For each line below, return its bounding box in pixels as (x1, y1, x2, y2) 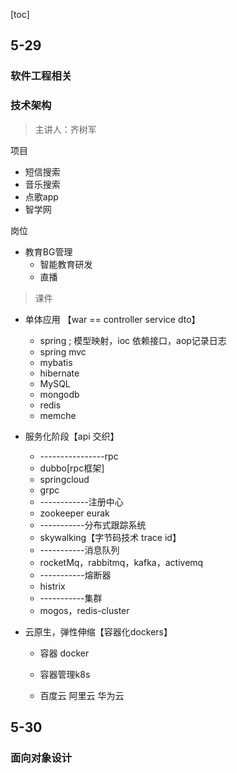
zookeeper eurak (39, 507, 110, 519)
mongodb (39, 388, 80, 400)
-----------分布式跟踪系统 (39, 519, 147, 531)
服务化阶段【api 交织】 (24, 430, 120, 442)
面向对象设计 (10, 750, 73, 764)
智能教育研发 (39, 258, 93, 270)
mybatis (39, 356, 73, 368)
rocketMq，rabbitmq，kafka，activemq (39, 556, 204, 568)
